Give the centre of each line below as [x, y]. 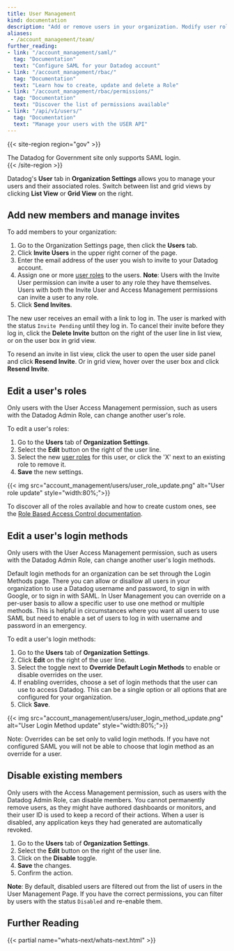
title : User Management [42, 14]
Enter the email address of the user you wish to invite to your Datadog [117, 260]
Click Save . [34, 704]
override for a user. [35, 753]
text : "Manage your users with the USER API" [81, 124]
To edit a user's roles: [38, 429]
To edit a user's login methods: [52, 639]
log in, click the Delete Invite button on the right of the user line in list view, [115, 333]
